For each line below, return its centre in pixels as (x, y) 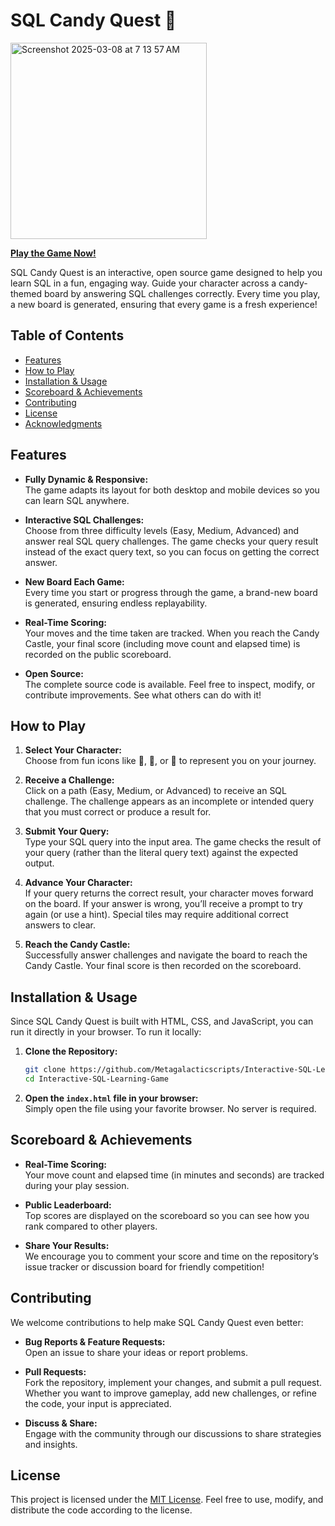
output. (39, 863)
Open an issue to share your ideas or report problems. (136, 1352)
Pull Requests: (55, 1371)
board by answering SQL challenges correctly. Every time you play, (182, 293)
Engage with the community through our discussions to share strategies (173, 1433)
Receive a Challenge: (69, 780)
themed (26, 293)
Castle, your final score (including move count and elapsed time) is (162, 643)
